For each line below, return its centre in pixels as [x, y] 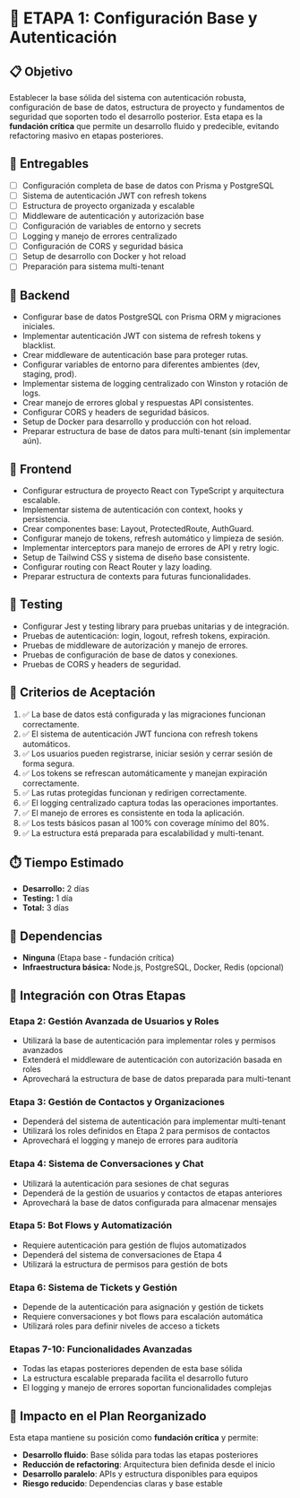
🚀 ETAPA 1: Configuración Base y [133, 18]
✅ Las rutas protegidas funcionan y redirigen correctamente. [134, 792]
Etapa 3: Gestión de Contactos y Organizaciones [117, 1102]
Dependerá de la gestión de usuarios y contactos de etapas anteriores [152, 1193]
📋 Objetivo [41, 71]
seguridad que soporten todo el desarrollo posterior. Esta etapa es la [136, 117]
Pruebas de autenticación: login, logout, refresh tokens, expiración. [146, 635]
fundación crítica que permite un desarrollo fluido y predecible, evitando [144, 126]
